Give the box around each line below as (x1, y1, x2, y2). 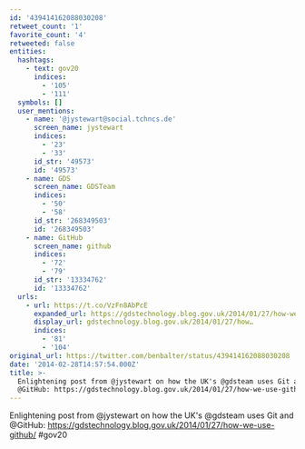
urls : (17, 292, 39, 301)
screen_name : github (33, 242, 112, 251)
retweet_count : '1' (9, 22, 84, 31)
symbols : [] (17, 97, 64, 107)
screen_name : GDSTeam (33, 183, 116, 192)
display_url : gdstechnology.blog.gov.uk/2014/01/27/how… (33, 317, 254, 327)
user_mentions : (17, 106, 75, 115)
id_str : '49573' (33, 156, 95, 166)
